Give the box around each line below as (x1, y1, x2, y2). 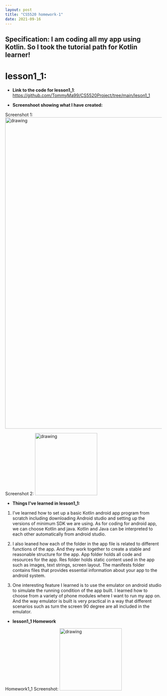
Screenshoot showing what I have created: (12, 102, 103, 108)
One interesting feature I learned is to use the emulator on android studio (12, 582, 162, 588)
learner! (5, 50, 31, 59)
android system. (12, 572, 46, 578)
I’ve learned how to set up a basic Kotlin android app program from (12, 510, 150, 516)
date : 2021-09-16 (5, 16, 41, 21)
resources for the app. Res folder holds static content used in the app (12, 557, 155, 562)
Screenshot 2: (5, 490, 34, 496)
